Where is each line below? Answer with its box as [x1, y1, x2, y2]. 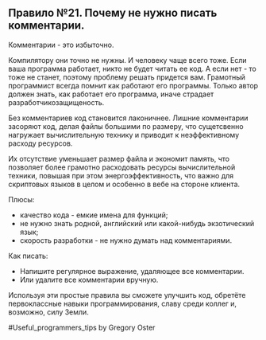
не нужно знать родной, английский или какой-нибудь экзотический [19, 218, 255, 228]
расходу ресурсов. [8, 139, 73, 148]
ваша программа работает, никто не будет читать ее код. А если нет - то [8, 64, 256, 73]
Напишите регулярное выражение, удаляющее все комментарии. [19, 266, 245, 276]
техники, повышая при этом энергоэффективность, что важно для [8, 170, 234, 180]
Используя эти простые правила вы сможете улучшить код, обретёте [8, 290, 246, 299]
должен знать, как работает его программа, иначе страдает [8, 89, 214, 99]
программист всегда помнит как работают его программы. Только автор [8, 80, 259, 90]
